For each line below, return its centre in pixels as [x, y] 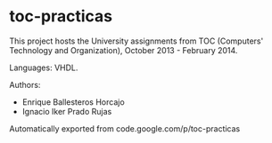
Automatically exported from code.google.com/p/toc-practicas [125, 128]
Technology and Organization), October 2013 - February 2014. [124, 50]
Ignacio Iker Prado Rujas [67, 111]
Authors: [25, 84]
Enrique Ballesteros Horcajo [73, 102]
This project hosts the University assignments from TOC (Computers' [136, 41]
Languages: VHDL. [44, 68]
